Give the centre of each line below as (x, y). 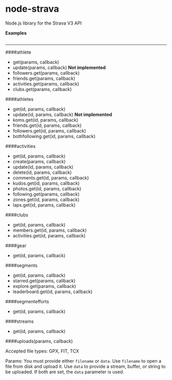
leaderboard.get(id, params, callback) (53, 292)
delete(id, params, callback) (42, 172)
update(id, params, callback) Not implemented (62, 114)
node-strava (32, 9)
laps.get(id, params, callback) (44, 205)
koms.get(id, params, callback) (45, 120)
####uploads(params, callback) (39, 341)
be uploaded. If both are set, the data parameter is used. (65, 372)
